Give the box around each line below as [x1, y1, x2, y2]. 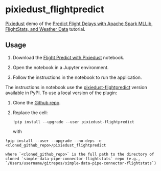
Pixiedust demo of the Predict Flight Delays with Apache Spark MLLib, [5, 20, 153, 27]
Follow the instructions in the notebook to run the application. [12, 74, 142, 80]
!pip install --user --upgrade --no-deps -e [5, 138, 102, 143]
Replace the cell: [12, 109, 48, 116]
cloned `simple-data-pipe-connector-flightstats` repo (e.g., [5, 156, 141, 161]
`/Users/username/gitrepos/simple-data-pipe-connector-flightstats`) [5, 160, 157, 166]
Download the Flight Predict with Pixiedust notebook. [12, 54, 125, 60]
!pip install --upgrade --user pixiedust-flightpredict [12, 119, 134, 124]
